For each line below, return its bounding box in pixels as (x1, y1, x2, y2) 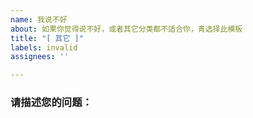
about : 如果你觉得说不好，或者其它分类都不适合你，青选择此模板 (10, 24, 243, 34)
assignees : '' (10, 52, 70, 62)
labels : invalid (10, 42, 78, 53)
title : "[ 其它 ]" (10, 33, 84, 43)
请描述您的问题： (10, 96, 93, 110)
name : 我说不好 (10, 14, 68, 25)
